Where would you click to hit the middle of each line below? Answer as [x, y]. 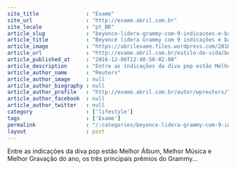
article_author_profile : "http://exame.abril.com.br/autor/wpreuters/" [119, 92]
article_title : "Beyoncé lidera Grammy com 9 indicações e [114, 40]
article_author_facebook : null [56, 99]
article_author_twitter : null [56, 105]
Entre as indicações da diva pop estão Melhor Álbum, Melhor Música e [110, 151]
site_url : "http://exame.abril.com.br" [92, 20]
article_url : [48, 53]
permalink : [48, 125]
